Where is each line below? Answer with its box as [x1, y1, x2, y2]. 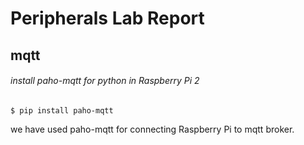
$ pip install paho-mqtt [10, 105, 114, 116]
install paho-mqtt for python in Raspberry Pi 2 [10, 75, 200, 87]
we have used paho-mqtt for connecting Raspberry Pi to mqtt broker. [10, 123, 295, 135]
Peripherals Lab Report [10, 7, 205, 30]
